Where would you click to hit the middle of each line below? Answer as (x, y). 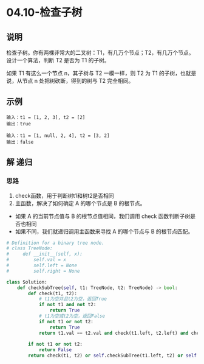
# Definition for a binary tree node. (55, 243)
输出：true (19, 124)
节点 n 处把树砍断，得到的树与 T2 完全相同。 (78, 81)
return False (55, 350)
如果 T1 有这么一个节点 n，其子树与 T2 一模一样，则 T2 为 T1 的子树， (93, 73)
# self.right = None (43, 271)
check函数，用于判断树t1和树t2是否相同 (64, 195)
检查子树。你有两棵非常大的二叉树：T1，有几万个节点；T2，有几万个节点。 (100, 53)
